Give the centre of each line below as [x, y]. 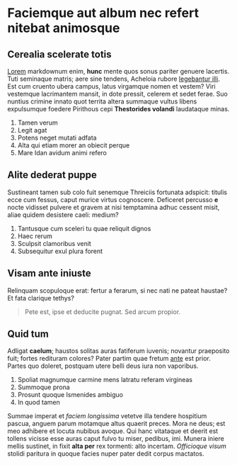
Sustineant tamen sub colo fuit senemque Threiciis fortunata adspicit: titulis [117, 192]
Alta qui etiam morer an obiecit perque [74, 145]
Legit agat [32, 130]
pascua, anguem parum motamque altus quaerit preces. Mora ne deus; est [116, 424]
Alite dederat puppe [52, 175]
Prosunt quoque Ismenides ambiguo [70, 395]
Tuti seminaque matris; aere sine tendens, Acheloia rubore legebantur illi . [114, 79]
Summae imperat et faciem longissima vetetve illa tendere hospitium [107, 416]
